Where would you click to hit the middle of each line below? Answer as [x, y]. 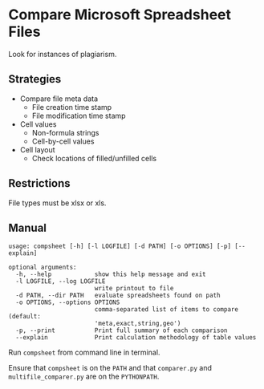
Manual [27, 227]
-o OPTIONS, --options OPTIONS [68, 302]
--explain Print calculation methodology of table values [136, 338]
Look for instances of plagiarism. [63, 54]
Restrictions [39, 183]
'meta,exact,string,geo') [138, 324]
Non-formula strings [65, 132]
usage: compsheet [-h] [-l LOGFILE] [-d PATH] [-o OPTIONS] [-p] [120, 246]
